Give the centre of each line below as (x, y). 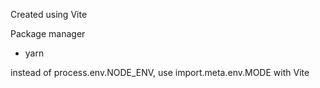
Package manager (48, 33)
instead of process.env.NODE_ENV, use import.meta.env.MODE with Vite (160, 72)
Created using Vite (49, 14)
